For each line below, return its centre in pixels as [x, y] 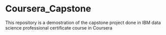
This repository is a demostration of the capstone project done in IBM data [83, 22]
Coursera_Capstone [48, 9]
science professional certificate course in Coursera [59, 27]
